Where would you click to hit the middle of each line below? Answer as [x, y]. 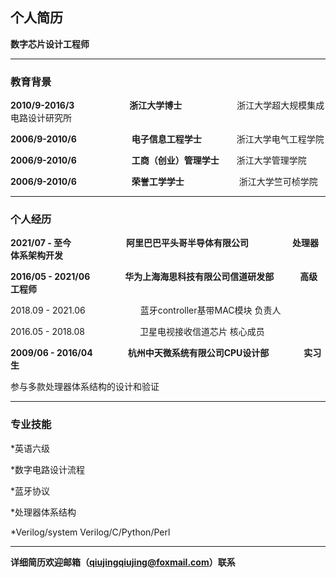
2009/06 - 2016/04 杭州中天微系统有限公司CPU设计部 [140, 353]
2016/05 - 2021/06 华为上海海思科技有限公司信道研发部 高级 [164, 277]
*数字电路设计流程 [48, 469]
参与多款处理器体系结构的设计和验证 [85, 387]
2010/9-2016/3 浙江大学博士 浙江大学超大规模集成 [167, 105]
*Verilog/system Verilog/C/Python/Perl [90, 532]
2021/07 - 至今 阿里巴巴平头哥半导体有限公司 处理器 [164, 243]
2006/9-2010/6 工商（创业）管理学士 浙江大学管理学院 [158, 160]
